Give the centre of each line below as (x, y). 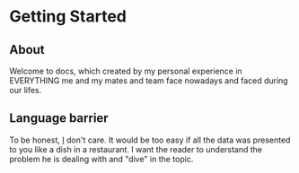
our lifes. (26, 90)
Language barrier (59, 118)
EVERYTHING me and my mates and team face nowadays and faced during (149, 81)
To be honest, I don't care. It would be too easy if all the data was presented (150, 140)
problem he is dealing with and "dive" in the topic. (101, 159)
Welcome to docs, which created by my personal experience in (126, 71)
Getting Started (68, 17)
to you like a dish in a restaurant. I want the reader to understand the (136, 149)
